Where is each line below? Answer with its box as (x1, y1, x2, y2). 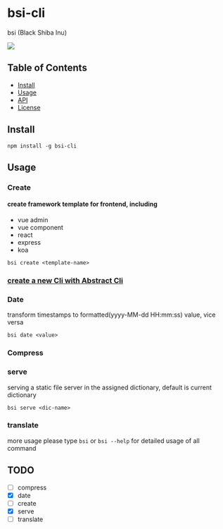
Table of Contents (7, 62, 88, 74)
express (17, 238, 41, 247)
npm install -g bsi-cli (7, 142, 77, 150)
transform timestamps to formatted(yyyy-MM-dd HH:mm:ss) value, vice (7, 310, 216, 319)
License (17, 103, 41, 111)
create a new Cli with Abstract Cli (7, 276, 123, 285)
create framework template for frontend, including (7, 200, 158, 209)
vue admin (17, 216, 49, 224)
